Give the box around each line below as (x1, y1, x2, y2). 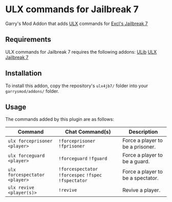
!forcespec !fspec (58, 172, 102, 178)
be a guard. (122, 158, 150, 165)
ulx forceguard (8, 153, 45, 159)
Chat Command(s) (64, 129, 111, 136)
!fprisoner (58, 143, 85, 149)
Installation (5, 69, 42, 78)
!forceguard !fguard (58, 156, 107, 162)
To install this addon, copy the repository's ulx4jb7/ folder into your (5, 83, 148, 89)
